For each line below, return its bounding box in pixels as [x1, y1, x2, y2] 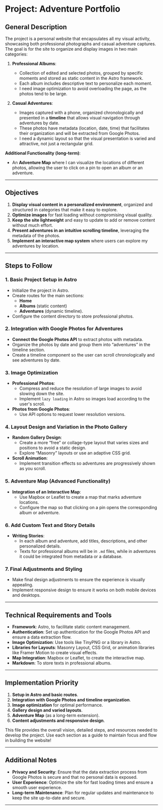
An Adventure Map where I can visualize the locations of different [12, 160, 145, 165]
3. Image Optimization [5, 369, 58, 376]
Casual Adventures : [12, 100, 53, 106]
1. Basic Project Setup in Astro [5, 276, 77, 283]
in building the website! [5, 737, 52, 743]
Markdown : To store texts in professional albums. [12, 660, 112, 666]
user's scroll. [19, 401, 45, 407]
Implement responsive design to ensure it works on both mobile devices [12, 587, 156, 593]
